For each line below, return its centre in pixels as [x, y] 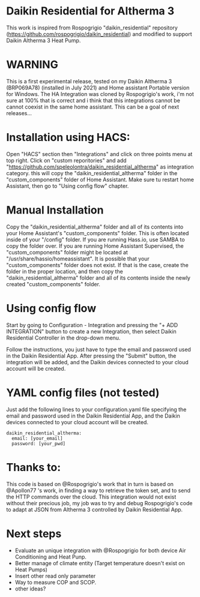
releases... [19, 113]
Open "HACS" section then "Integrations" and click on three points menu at [99, 154]
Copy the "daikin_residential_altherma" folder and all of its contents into [95, 227]
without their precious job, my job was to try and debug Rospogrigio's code [99, 503]
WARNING [32, 65]
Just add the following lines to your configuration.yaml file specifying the [96, 409]
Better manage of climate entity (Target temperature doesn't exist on [100, 563]
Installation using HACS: [68, 138]
